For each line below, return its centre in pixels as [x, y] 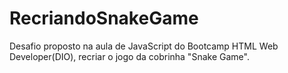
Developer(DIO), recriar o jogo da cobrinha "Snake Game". [129, 56]
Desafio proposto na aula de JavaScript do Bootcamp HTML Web [144, 46]
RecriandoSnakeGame [104, 18]
